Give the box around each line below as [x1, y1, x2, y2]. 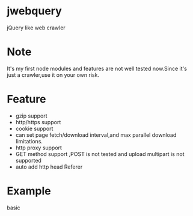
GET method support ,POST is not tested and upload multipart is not [15, 150, 185, 157]
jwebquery [7, 4, 62, 18]
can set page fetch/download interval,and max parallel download [15, 131, 177, 139]
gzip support [15, 112, 47, 119]
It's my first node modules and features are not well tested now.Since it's [7, 65, 187, 72]
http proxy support [15, 144, 63, 151]
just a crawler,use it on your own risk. [7, 71, 100, 79]
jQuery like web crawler [7, 24, 66, 31]
